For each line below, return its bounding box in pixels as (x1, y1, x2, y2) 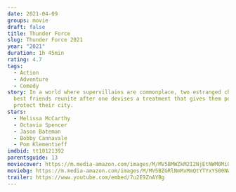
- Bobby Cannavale (13, 134, 68, 141)
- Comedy (13, 82, 39, 89)
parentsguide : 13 (7, 154, 58, 162)
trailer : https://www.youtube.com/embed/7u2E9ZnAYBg (7, 174, 165, 181)
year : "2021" (7, 43, 46, 50)
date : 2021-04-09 (7, 10, 58, 18)
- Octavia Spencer (13, 121, 68, 129)
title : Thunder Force (7, 30, 71, 37)
